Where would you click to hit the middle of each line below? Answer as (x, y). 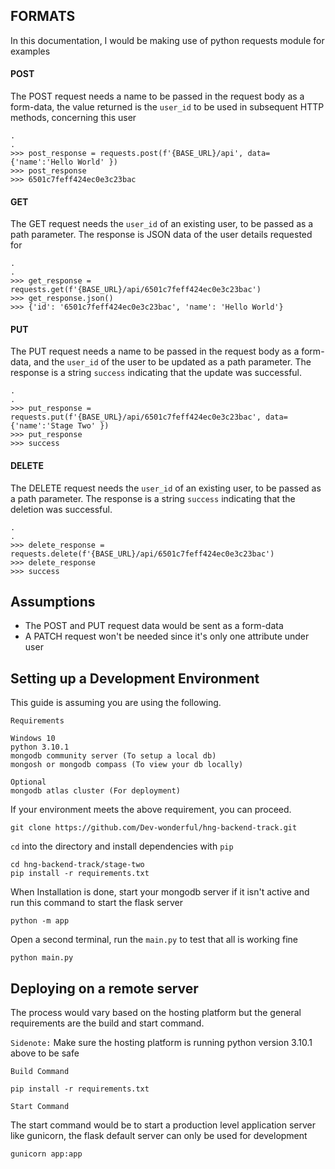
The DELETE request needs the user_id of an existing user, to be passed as (166, 488)
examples (30, 51)
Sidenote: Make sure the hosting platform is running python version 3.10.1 (161, 1043)
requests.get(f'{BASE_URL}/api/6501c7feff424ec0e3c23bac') (136, 290)
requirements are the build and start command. (107, 1023)
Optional (28, 782)
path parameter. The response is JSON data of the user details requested (161, 235)
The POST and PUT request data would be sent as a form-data (154, 626)
